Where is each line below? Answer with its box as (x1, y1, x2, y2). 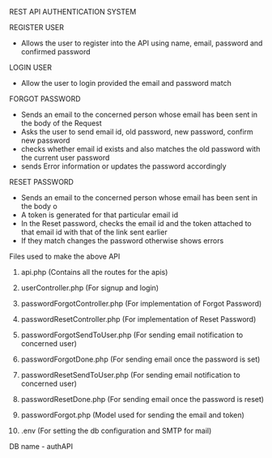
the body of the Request (20, 118, 102, 128)
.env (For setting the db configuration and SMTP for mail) (20, 426, 212, 435)
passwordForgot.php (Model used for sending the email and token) (20, 410, 245, 420)
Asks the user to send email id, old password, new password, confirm (20, 127, 253, 136)
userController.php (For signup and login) (20, 283, 159, 293)
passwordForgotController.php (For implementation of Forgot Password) (20, 299, 262, 308)
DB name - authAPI (9, 442, 74, 451)
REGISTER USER (9, 23, 64, 32)
